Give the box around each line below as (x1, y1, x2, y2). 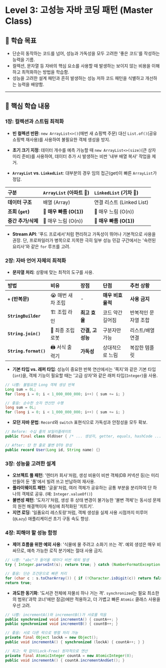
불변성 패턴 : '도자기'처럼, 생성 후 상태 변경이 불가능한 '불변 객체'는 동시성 (12, 497, 152, 503)
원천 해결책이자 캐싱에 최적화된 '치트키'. (17, 503, 94, 509)
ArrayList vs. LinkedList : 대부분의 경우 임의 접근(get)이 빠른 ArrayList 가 (12, 170, 157, 176)
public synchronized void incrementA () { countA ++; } (5, 617, 119, 622)
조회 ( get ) (7, 208, 30, 215)
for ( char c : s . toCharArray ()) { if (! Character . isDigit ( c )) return (5, 576, 152, 581)
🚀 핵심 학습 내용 (5, 102, 50, 111)
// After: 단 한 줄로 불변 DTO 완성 (5, 442, 73, 448)
